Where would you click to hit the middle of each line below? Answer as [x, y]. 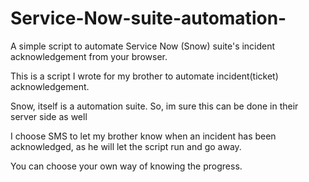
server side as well [49, 116]
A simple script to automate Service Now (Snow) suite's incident [143, 46]
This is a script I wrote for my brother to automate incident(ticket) [144, 76]
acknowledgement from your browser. [89, 56]
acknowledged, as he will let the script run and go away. [126, 146]
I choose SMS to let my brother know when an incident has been [143, 136]
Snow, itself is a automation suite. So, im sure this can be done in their [154, 106]
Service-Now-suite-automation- [148, 18]
